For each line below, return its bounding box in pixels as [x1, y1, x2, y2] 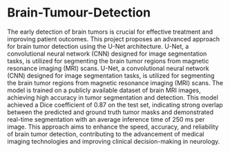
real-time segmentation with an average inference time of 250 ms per [7, 115, 205, 123]
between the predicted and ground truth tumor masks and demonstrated [7, 108, 214, 116]
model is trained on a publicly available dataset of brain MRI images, [7, 86, 202, 94]
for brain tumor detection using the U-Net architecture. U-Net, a [7, 42, 189, 50]
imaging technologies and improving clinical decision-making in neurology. [7, 137, 220, 145]
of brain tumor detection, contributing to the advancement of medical [7, 129, 204, 138]
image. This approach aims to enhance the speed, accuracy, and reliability [7, 122, 219, 131]
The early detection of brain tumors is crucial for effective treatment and [7, 28, 213, 36]
